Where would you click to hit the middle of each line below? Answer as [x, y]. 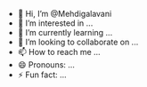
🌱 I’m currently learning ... [65, 32]
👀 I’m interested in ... [55, 23]
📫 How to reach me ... [59, 52]
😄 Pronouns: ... [46, 65]
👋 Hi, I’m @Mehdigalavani [65, 14]
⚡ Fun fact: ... [42, 75]
